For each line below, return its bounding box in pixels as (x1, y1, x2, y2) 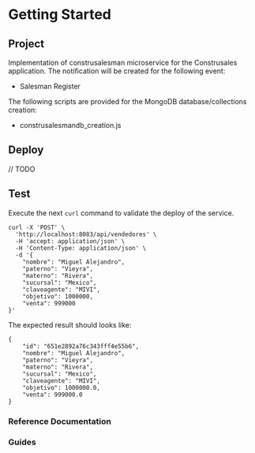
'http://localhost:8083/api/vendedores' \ (15, 230, 157, 238)
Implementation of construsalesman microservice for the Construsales (8, 58, 238, 67)
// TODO (8, 164, 36, 174)
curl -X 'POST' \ (8, 223, 66, 231)
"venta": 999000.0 (22, 391, 83, 399)
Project (8, 37, 45, 51)
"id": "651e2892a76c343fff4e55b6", (22, 342, 140, 350)
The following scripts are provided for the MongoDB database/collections (8, 97, 247, 106)
